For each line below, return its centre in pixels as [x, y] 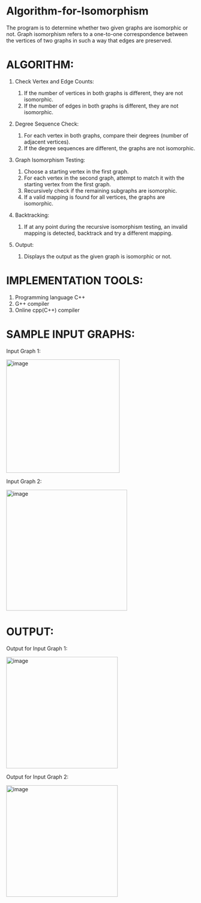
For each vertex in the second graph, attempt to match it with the [104, 178]
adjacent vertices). [47, 142]
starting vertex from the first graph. [67, 184]
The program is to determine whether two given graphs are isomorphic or [97, 28]
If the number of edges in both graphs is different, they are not [101, 106]
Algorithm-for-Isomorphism [77, 11]
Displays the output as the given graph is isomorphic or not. [98, 256]
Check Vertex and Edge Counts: [54, 81]
